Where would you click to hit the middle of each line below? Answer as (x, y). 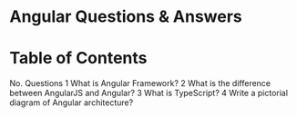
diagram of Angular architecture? (72, 102)
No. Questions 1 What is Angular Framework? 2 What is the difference (140, 83)
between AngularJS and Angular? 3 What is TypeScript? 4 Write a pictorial (149, 93)
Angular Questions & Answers (126, 17)
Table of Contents (78, 58)
